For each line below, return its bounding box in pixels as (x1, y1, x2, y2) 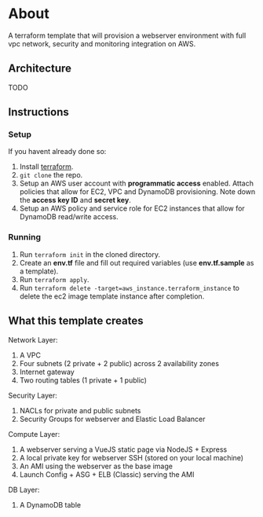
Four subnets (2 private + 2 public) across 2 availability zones (19, 358, 220, 368)
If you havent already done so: (8, 147, 107, 156)
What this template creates (8, 314, 144, 328)
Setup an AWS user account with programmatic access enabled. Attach (19, 178, 254, 189)
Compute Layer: (8, 429, 60, 438)
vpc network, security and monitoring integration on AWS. (8, 38, 196, 48)
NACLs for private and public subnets (19, 405, 141, 415)
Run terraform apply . (19, 274, 89, 284)
